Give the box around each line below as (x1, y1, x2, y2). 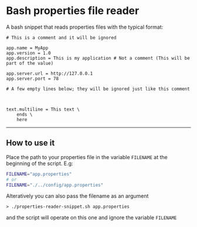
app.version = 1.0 (6, 50, 51, 56)
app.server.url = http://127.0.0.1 (6, 70, 93, 77)
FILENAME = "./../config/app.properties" (6, 182, 104, 188)
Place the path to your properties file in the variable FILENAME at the (6, 153, 168, 160)
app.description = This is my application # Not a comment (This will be (6, 55, 191, 61)
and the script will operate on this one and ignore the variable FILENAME (6, 214, 177, 221)
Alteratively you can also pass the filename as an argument (6, 192, 149, 200)
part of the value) (6, 60, 54, 66)
